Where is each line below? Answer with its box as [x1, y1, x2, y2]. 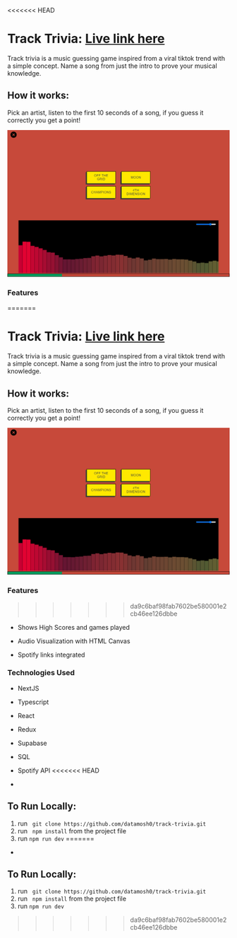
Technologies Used [7, 668, 75, 678]
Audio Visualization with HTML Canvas [17, 636, 130, 645]
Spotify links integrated [17, 650, 85, 659]
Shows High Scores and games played [17, 623, 130, 631]
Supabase [17, 739, 47, 747]
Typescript [17, 698, 49, 706]
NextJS [17, 684, 39, 692]
